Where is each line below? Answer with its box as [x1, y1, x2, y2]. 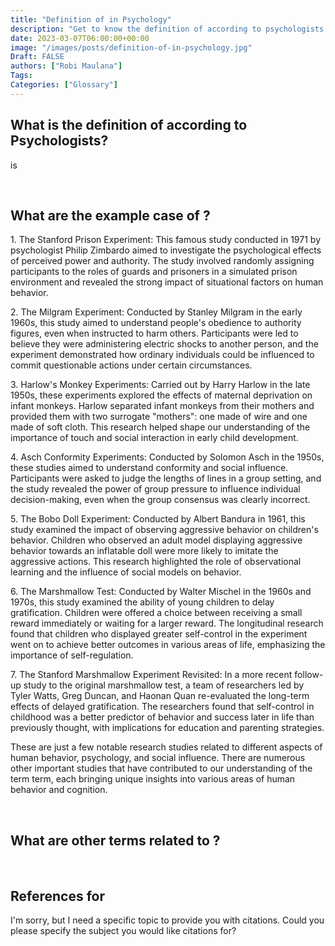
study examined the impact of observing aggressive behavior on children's [10, 524, 319, 536]
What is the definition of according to [10, 117, 248, 134]
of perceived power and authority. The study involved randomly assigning [10, 255, 315, 267]
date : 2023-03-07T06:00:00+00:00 [10, 33, 150, 43]
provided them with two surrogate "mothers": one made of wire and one [10, 411, 308, 423]
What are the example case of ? [10, 207, 211, 224]
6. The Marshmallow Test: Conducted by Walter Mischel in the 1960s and [10, 586, 312, 598]
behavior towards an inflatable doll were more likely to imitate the [10, 545, 279, 557]
